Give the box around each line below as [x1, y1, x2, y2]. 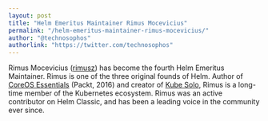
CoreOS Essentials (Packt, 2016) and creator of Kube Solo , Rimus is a [8, 80, 237, 90]
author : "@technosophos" [8, 33, 91, 42]
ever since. [8, 105, 46, 115]
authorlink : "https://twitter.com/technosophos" [8, 41, 174, 49]
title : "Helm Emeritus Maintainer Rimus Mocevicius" [8, 19, 188, 27]
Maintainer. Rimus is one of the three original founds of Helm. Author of [8, 72, 244, 81]
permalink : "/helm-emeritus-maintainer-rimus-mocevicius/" [8, 26, 210, 34]
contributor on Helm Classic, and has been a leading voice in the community [8, 97, 260, 107]
